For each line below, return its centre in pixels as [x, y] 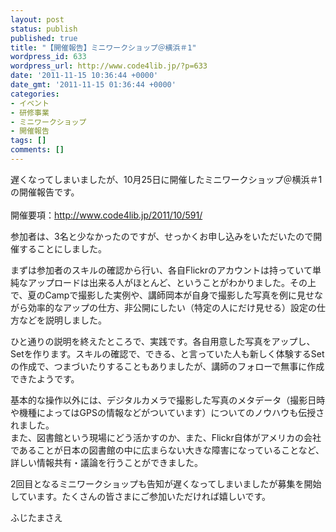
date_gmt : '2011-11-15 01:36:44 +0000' [93, 85]
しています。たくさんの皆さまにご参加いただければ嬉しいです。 [141, 496]
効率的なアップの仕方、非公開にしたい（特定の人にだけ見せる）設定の [172, 307]
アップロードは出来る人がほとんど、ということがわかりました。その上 [172, 282]
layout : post [37, 19]
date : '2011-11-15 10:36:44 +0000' [84, 76]
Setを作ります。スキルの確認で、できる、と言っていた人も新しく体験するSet [167, 353]
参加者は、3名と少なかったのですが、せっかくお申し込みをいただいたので [162, 236]
